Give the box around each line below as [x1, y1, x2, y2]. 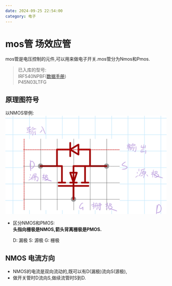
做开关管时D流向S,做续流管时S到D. [12, 275, 86, 281]
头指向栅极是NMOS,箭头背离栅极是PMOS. [12, 226, 102, 233]
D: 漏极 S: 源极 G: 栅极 [12, 237, 60, 243]
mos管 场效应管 [5, 38, 72, 50]
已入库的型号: [17, 67, 47, 73]
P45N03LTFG [17, 79, 47, 85]
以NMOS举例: [5, 110, 34, 116]
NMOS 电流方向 [5, 254, 55, 262]
